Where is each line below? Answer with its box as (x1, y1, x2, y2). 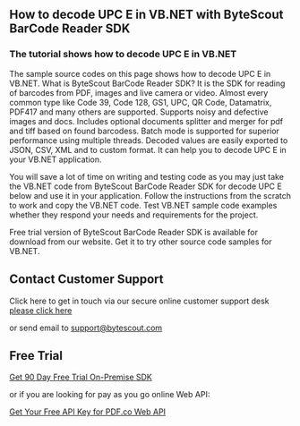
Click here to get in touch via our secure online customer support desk (9, 295, 270, 306)
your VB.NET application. (9, 154, 102, 165)
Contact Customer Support (9, 272, 164, 287)
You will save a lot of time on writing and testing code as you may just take (9, 171, 285, 182)
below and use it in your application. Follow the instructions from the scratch (9, 190, 291, 200)
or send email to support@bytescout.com (9, 322, 163, 333)
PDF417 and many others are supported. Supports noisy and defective (9, 106, 269, 117)
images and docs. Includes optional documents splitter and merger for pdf (9, 115, 284, 126)
